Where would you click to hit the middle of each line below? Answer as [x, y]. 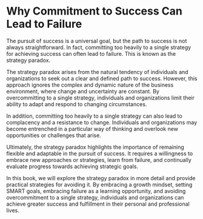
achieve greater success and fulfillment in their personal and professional [98, 204]
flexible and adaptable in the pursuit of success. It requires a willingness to [100, 153]
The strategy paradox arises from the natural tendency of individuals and [98, 72]
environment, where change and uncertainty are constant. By [83, 91]
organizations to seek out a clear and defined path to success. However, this [102, 78]
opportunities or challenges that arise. [54, 135]
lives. [13, 210]
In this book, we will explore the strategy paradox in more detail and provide [101, 178]
